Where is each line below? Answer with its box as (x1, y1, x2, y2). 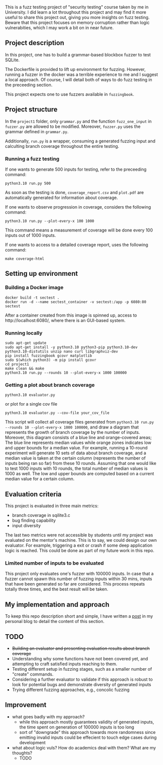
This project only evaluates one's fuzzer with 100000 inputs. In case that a (5, 571, 154, 577)
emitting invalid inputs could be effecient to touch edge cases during (19, 734, 157, 740)
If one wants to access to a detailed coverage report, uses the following (5, 242, 148, 248)
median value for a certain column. (5, 476, 75, 482)
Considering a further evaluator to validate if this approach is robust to (12, 676, 153, 682)
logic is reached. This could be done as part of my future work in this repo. (5, 548, 154, 553)
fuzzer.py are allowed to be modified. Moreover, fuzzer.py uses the (5, 124, 141, 129)
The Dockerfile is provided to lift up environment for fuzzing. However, (5, 66, 146, 72)
